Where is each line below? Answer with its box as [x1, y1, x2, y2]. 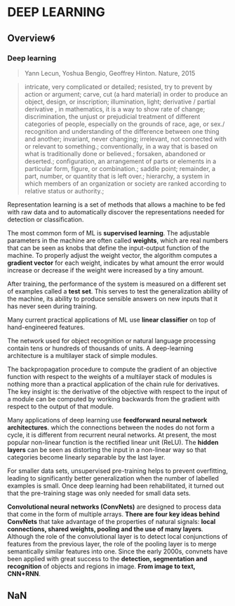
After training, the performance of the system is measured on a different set [7, 280, 227, 288]
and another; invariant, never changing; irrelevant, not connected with [24, 135, 227, 143]
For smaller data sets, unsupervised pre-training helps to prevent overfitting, [7, 467, 228, 475]
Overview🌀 [7, 32, 55, 44]
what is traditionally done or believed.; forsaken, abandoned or [24, 149, 206, 158]
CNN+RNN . [7, 569, 41, 578]
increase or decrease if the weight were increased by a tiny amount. [7, 266, 204, 274]
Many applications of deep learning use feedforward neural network [7, 415, 208, 424]
